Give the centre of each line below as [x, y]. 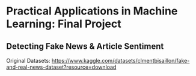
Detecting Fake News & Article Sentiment [85, 46]
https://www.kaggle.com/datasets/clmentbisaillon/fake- [121, 61]
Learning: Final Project [64, 24]
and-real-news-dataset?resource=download [61, 67]
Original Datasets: [28, 61]
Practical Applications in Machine [92, 11]
